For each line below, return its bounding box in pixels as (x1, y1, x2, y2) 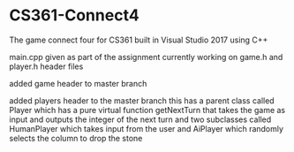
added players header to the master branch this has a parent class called (9, 95, 275, 106)
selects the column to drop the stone (9, 133, 143, 143)
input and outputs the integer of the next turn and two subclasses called (9, 114, 272, 125)
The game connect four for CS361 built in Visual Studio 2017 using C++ (9, 34, 268, 45)
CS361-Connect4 (9, 5, 139, 26)
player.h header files (9, 61, 84, 72)
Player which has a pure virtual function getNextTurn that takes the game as (9, 104, 286, 115)
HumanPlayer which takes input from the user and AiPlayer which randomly (9, 123, 284, 133)
